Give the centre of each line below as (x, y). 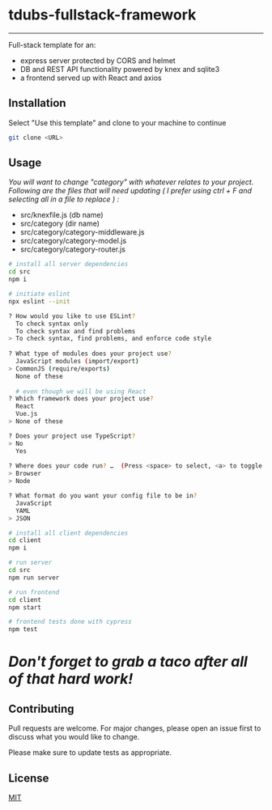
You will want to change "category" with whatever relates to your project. (131, 182)
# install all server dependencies (68, 265)
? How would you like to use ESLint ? (72, 316)
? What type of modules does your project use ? (90, 354)
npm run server (34, 577)
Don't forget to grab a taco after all (128, 662)
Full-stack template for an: (52, 45)
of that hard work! (71, 679)
